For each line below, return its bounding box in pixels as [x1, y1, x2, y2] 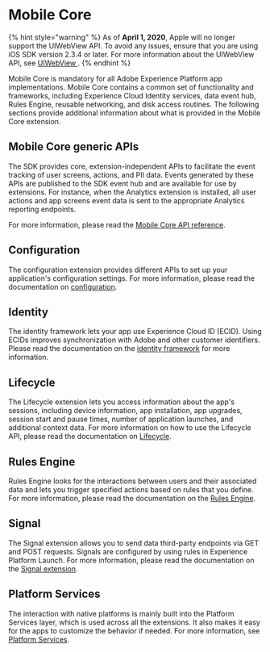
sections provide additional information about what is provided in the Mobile [8, 107, 261, 118]
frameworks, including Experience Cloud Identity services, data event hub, [8, 90, 256, 100]
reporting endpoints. [8, 204, 77, 214]
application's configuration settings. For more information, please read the [8, 273, 255, 283]
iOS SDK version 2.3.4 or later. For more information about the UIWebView [8, 49, 255, 59]
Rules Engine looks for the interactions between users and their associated [8, 476, 257, 486]
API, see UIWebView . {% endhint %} [8, 58, 131, 68]
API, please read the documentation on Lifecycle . [8, 432, 172, 441]
